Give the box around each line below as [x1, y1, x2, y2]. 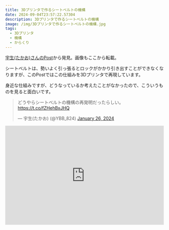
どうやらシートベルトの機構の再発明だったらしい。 [17, 99, 124, 105]
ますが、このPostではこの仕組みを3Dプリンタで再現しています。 [9, 71, 143, 78]
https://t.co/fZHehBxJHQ [17, 105, 70, 111]
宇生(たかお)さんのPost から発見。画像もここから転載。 [5, 54, 119, 60]
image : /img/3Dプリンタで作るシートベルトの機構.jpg [5, 21, 106, 27]
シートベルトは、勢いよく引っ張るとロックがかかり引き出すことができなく [5, 65, 159, 71]
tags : [5, 26, 17, 31]
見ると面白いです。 [14, 89, 54, 95]
